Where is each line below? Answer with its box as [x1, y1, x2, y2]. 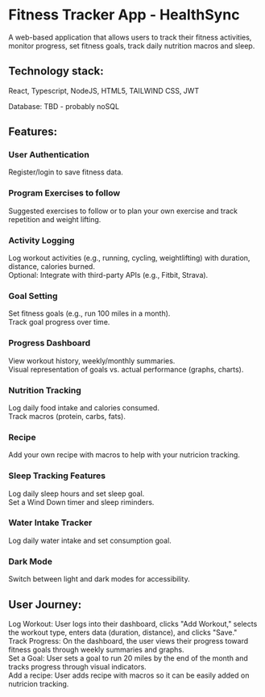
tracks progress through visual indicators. [8, 661, 147, 671]
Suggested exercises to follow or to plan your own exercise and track [8, 206, 238, 216]
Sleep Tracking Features [8, 470, 106, 481]
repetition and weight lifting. [8, 214, 101, 224]
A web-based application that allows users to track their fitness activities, [8, 32, 252, 42]
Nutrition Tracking [8, 384, 82, 396]
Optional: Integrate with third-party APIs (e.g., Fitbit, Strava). [8, 271, 209, 280]
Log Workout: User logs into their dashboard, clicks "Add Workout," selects [8, 619, 258, 628]
